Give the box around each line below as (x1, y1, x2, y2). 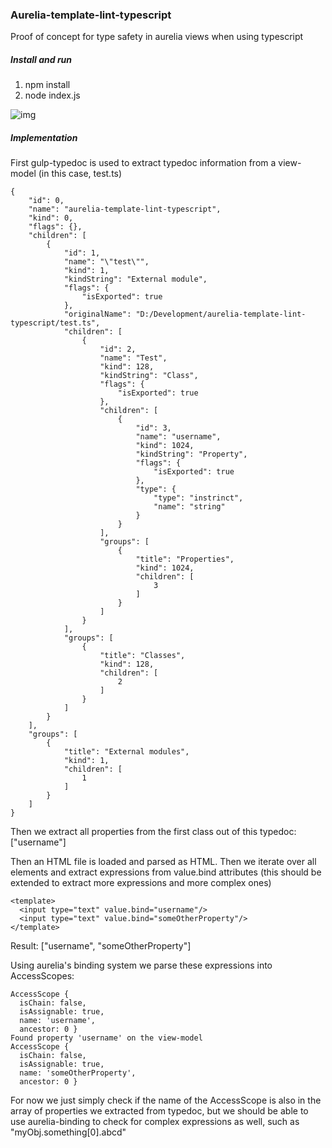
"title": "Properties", (135, 554, 235, 565)
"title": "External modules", (63, 747, 190, 757)
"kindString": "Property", (135, 449, 248, 460)
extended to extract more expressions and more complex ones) (10, 877, 272, 889)
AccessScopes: (10, 970, 75, 982)
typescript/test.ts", (10, 318, 101, 328)
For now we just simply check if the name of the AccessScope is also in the (10, 1094, 322, 1107)
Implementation (10, 131, 78, 143)
